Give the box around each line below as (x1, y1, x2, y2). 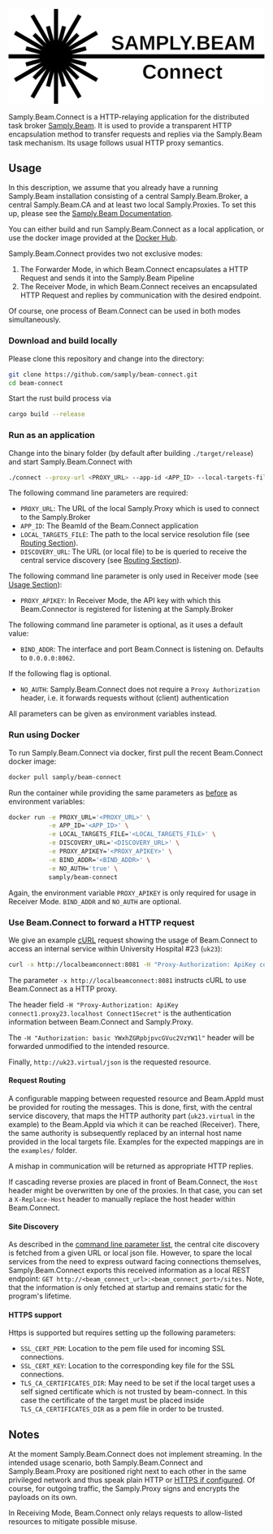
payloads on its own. (8, 1493, 78, 1502)
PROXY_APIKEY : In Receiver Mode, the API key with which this (19, 596, 221, 605)
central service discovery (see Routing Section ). (19, 556, 182, 565)
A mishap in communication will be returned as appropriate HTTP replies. (8, 1161, 253, 1171)
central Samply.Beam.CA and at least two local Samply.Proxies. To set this (8, 200, 257, 210)
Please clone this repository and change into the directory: (8, 353, 205, 363)
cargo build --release (8, 410, 85, 418)
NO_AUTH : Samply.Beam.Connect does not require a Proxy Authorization (19, 684, 261, 695)
